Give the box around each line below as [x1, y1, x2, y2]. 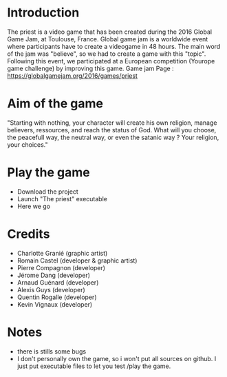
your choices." [7, 140, 48, 149]
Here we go [17, 202, 50, 210]
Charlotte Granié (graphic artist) [17, 249, 108, 257]
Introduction [7, 5, 80, 21]
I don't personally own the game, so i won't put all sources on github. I [17, 354, 217, 363]
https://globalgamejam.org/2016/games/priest [7, 71, 138, 80]
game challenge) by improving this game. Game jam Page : [7, 64, 174, 72]
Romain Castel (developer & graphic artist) [17, 256, 138, 265]
